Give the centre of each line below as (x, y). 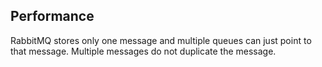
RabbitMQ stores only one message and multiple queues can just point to (161, 40)
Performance (52, 16)
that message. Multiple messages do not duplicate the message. (143, 51)
